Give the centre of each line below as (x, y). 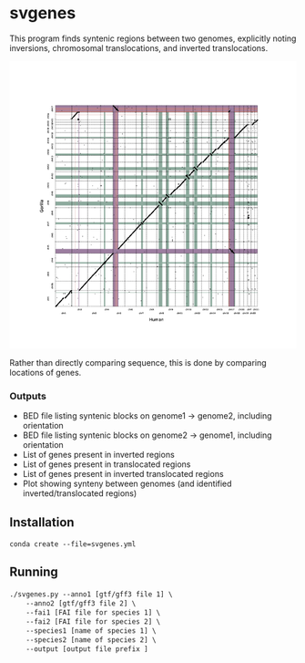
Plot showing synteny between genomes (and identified (127, 484)
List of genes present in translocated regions (107, 464)
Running (34, 572)
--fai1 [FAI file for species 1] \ (93, 612)
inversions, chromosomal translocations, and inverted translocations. (139, 47)
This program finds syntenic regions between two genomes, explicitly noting (153, 38)
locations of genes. (46, 372)
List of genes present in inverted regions (98, 455)
